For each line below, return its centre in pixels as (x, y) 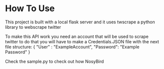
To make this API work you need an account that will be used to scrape (77, 36)
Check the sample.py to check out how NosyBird (55, 61)
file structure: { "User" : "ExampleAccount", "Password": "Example (72, 47)
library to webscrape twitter (33, 27)
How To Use (30, 9)
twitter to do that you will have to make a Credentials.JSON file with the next (82, 41)
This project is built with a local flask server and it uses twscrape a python (80, 22)
